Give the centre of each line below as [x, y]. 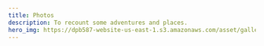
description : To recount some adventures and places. [98, 23]
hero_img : [24, 30]
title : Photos [31, 15]
